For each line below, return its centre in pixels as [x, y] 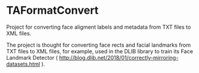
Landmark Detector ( [32, 57]
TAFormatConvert [52, 10]
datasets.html [23, 64]
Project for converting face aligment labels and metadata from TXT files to [99, 27]
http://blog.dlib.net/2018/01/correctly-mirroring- [119, 57]
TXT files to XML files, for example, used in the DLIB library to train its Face [100, 51]
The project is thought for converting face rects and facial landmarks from [99, 45]
